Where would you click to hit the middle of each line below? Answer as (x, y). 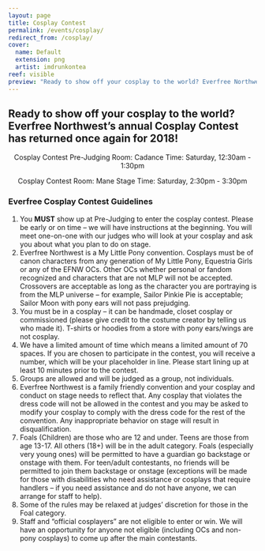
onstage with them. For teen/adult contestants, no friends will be (125, 462)
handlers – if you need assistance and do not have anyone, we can (128, 488)
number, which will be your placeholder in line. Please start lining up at (134, 361)
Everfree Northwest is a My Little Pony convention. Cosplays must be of (136, 252)
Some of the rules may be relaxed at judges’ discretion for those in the (134, 504)
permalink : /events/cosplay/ (56, 30)
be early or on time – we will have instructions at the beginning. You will (136, 227)
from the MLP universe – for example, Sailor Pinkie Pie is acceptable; (131, 294)
